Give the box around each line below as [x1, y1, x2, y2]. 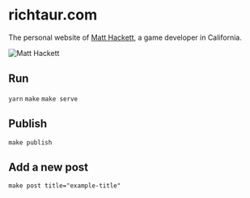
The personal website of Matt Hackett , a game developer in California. [8, 32, 243, 42]
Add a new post [8, 160, 89, 174]
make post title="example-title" [8, 182, 121, 190]
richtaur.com [8, 6, 98, 24]
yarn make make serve [8, 95, 78, 103]
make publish [8, 138, 53, 147]
